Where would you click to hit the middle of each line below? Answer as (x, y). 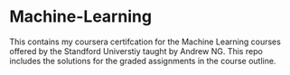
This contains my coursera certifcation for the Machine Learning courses (145, 42)
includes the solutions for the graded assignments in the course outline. (143, 61)
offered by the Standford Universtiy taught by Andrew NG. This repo (136, 51)
